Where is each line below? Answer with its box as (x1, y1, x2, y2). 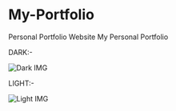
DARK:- (8, 47, 34, 57)
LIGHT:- (8, 78, 34, 88)
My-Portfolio (8, 6, 94, 24)
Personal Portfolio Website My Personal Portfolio (8, 32, 169, 42)
